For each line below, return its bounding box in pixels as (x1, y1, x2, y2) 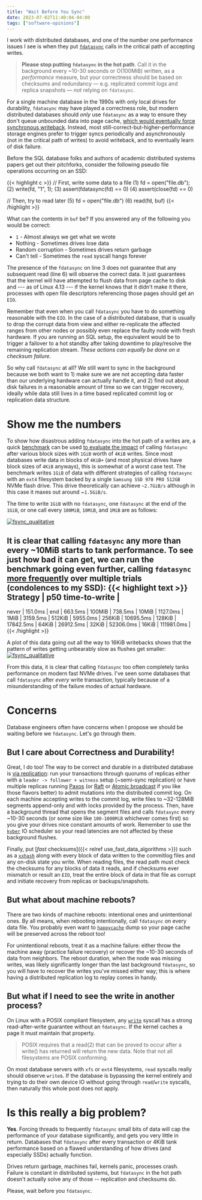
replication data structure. (7, 396, 71, 403)
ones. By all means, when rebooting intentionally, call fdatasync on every (7, 917, 187, 924)
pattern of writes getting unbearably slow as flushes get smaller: (7, 645, 167, 653)
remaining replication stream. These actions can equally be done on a (7, 346, 180, 353)
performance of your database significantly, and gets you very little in (7, 1132, 179, 1139)
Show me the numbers (7, 417, 122, 431)
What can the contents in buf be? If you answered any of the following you (7, 215, 191, 223)
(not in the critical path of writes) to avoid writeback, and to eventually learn (7, 137, 194, 144)
